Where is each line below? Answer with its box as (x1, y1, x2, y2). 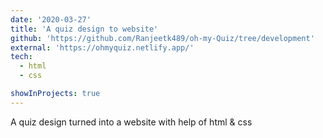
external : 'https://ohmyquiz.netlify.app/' (10, 42, 195, 53)
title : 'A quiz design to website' (10, 24, 159, 34)
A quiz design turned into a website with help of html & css (10, 116, 253, 128)
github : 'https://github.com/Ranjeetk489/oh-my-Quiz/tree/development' (10, 33, 315, 43)
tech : (10, 52, 33, 62)
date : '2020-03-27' (10, 14, 92, 25)
